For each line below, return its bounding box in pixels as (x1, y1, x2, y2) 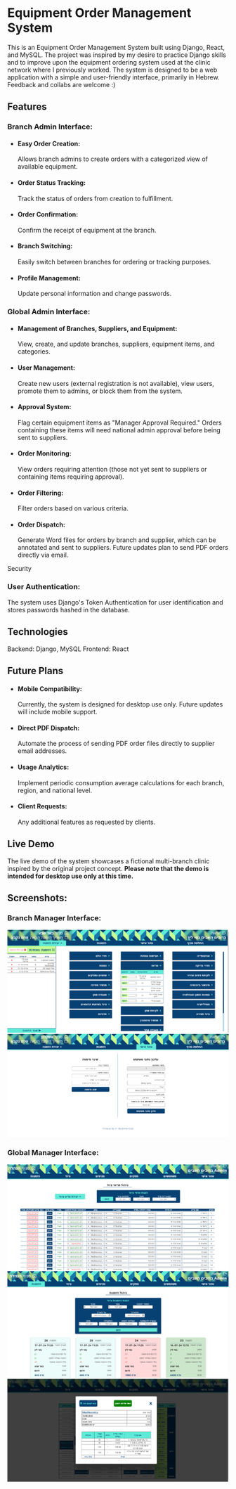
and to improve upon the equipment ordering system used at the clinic (7, 58, 211, 66)
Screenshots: (7, 891, 68, 904)
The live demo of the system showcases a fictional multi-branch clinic (7, 856, 210, 865)
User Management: (17, 363, 76, 372)
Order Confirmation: (17, 210, 79, 219)
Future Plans (7, 664, 64, 676)
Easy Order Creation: (17, 139, 81, 148)
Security (7, 565, 32, 573)
